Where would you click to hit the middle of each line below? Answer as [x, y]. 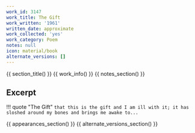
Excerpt [21, 93]
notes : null [21, 46]
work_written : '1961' [33, 23]
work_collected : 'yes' [35, 34]
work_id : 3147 [24, 12]
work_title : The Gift [33, 17]
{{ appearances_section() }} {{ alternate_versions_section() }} [82, 124]
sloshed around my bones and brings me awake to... [72, 113]
